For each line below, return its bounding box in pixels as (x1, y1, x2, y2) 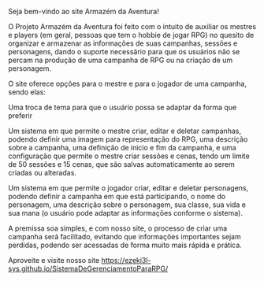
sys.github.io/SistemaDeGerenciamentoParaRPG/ (8, 264, 169, 273)
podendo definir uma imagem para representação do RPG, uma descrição (8, 135, 248, 144)
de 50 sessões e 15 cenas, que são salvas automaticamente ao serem (8, 160, 235, 168)
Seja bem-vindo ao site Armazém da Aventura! (8, 7, 160, 16)
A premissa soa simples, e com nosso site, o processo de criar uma (8, 224, 228, 233)
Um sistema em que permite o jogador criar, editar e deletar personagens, (8, 183, 249, 192)
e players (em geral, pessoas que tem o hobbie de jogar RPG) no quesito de (8, 31, 255, 39)
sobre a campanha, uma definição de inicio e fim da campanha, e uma (8, 143, 236, 152)
